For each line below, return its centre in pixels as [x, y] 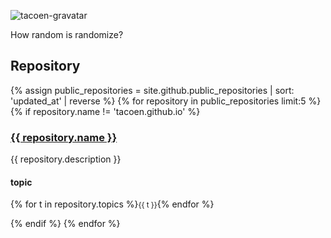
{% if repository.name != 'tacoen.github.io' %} [105, 111]
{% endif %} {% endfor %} [65, 224]
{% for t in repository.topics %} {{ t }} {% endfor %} [112, 204]
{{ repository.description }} [66, 159]
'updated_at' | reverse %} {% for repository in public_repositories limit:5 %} [166, 101]
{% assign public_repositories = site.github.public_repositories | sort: [152, 90]
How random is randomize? [67, 34]
